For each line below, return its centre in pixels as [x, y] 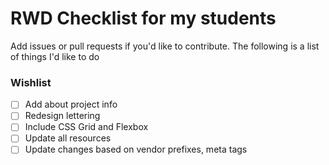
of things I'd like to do [55, 56]
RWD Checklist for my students [143, 18]
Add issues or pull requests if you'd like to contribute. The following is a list [165, 46]
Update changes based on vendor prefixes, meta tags [136, 149]
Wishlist [31, 82]
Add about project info [71, 104]
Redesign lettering [62, 116]
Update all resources [68, 138]
